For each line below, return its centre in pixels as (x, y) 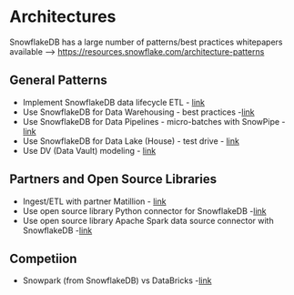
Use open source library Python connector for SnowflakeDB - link (144, 210)
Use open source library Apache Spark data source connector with (148, 220)
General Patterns (58, 81)
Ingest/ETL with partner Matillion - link (94, 201)
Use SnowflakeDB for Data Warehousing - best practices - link (138, 112)
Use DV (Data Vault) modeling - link (89, 150)
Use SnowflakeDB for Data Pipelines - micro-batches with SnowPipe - (154, 121)
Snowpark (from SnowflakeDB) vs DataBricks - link (117, 280)
